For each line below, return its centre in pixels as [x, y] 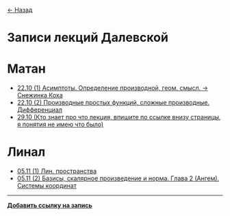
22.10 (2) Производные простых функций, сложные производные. [113, 103]
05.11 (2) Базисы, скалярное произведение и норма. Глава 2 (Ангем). [118, 178]
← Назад [20, 10]
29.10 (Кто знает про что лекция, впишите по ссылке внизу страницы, [119, 117]
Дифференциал [40, 110]
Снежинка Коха [40, 95]
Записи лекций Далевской [88, 38]
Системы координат [47, 186]
